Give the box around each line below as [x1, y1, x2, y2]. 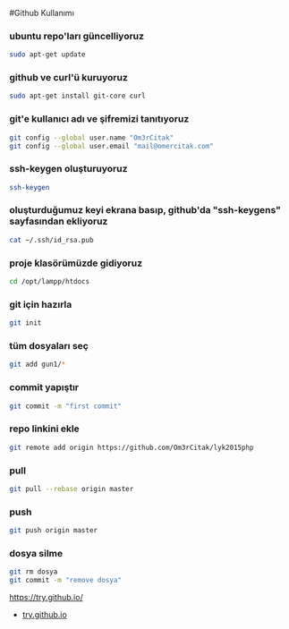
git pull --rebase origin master [9, 484, 134, 493]
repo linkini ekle [9, 422, 81, 435]
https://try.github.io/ [9, 591, 83, 602]
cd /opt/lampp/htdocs [9, 277, 90, 286]
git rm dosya [9, 567, 58, 576]
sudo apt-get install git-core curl [9, 91, 146, 101]
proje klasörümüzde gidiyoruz [9, 257, 143, 269]
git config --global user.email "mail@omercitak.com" [9, 141, 215, 150]
